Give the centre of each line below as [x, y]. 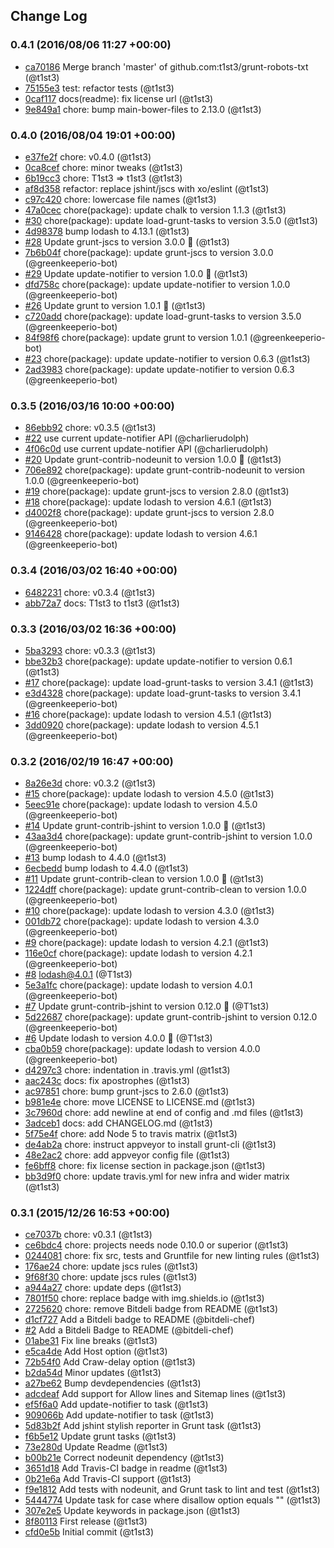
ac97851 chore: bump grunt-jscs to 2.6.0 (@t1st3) [127, 1091]
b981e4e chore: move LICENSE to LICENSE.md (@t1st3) [140, 1102]
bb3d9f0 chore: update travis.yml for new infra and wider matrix [157, 1176]
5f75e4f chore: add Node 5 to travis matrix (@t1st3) [131, 1134]
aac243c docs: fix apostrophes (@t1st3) [107, 1081]
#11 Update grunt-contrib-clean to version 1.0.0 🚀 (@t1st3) [144, 879]
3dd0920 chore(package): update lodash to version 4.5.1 [141, 725]
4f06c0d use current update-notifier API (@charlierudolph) [146, 449]
